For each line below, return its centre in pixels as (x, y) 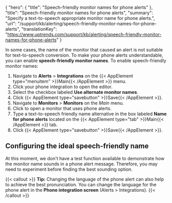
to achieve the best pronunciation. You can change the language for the (81, 184)
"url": (11, 23)
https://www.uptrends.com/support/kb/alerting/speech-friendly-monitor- (84, 34)
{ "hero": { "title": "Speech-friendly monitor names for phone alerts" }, (79, 7)
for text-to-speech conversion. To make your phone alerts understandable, (84, 55)
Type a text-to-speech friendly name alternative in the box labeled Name (90, 114)
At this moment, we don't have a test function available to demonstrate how (85, 158)
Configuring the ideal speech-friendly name (77, 146)
